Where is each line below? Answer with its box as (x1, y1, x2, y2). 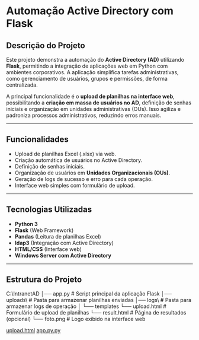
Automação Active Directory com (6, 4, 174, 18)
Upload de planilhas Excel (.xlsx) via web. (14, 150, 117, 157)
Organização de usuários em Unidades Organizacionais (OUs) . (14, 169, 171, 176)
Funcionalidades (6, 135, 69, 145)
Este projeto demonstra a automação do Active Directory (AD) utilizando (6, 56, 185, 63)
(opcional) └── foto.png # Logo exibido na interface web (6, 316, 146, 323)
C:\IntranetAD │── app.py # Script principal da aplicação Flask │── (6, 290, 172, 297)
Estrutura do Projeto (6, 275, 82, 285)
